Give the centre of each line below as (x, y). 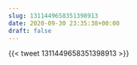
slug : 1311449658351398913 (53, 16)
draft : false (30, 30)
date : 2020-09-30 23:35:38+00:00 (64, 23)
